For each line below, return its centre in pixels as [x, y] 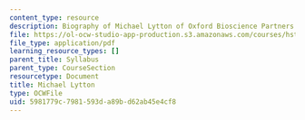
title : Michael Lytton [52, 85]
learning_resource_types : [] [64, 51]
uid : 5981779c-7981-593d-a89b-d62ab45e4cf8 [93, 102]
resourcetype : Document [54, 77]
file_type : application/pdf [63, 43]
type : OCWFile [36, 93]
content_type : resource [54, 18]
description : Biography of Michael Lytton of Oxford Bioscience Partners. [154, 26]
